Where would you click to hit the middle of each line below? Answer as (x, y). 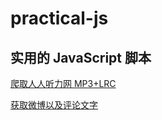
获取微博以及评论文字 (54, 105)
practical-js (59, 18)
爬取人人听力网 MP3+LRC (63, 83)
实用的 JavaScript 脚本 (81, 57)
